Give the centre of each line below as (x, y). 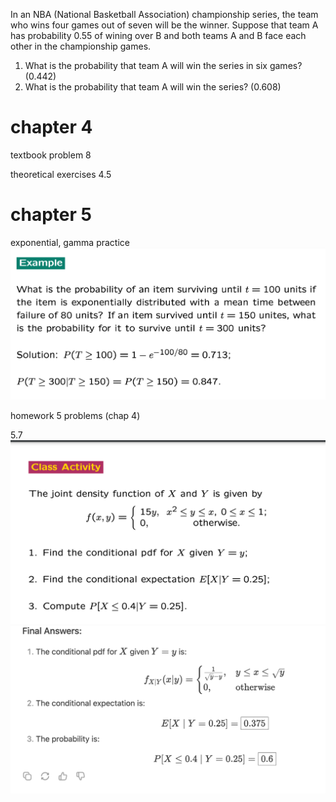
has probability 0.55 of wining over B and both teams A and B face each (158, 35)
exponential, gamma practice (70, 242)
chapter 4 (51, 127)
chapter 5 (51, 215)
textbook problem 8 (51, 155)
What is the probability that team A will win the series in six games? (163, 65)
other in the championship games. (81, 46)
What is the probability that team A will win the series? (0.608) (153, 87)
